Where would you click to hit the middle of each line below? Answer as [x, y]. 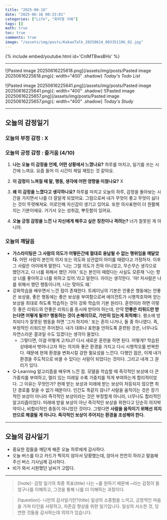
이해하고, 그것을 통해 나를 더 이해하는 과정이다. [80, 490]
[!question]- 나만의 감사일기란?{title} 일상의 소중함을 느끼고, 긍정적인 [84, 500]
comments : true [21, 38]
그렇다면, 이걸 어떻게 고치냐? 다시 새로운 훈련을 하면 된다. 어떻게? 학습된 [89, 340]
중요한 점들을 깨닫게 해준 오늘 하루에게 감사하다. [59, 449]
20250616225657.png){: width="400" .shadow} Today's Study [69, 101]
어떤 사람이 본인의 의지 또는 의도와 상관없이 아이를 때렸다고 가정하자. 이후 [90, 260]
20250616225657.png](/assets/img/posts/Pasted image [62, 96]
